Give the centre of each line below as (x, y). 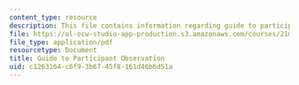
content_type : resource (53, 17)
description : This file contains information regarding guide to (133, 26)
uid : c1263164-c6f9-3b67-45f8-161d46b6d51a (91, 67)
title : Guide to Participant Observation (87, 58)
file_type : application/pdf (61, 42)
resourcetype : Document (53, 50)
